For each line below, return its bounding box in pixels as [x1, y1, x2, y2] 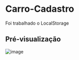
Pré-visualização [5, 35, 61, 44]
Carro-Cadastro [5, 3, 74, 15]
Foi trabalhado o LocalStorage [5, 20, 69, 26]
